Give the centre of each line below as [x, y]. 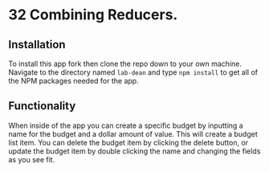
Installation [37, 45]
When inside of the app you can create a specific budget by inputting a [126, 125]
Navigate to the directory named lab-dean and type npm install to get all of [133, 72]
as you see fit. [32, 159]
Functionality [42, 106]
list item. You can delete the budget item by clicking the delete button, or [128, 142]
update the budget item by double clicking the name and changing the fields [134, 151]
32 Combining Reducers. [93, 15]
